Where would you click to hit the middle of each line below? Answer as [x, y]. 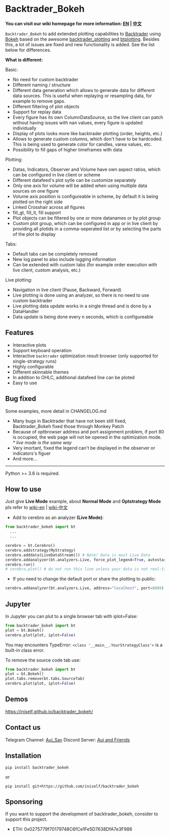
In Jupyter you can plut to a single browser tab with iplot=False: [72, 616]
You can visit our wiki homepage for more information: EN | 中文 [73, 23]
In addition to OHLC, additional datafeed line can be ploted [74, 377]
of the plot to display [34, 234]
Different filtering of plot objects [46, 106]
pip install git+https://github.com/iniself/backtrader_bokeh [72, 786]
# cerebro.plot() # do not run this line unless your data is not [77, 569]
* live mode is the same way [42, 442]
